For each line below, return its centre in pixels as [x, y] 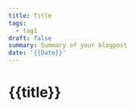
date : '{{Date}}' [37, 53]
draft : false [30, 38]
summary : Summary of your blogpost [68, 46]
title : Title [30, 16]
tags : [17, 23]
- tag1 [27, 30]
